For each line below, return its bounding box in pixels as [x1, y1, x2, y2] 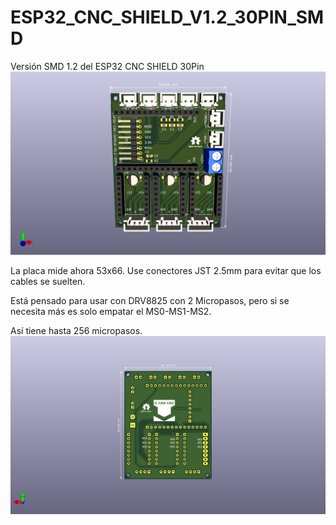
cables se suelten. [10, 276, 86, 288]
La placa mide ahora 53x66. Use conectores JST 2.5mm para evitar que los [10, 265, 322, 277]
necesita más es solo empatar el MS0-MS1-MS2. [10, 306, 212, 318]
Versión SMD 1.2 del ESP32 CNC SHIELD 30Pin [10, 60, 205, 72]
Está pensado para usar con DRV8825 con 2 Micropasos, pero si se [10, 295, 290, 307]
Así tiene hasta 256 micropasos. [10, 325, 143, 337]
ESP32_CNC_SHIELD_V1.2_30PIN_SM [10, 6, 325, 29]
